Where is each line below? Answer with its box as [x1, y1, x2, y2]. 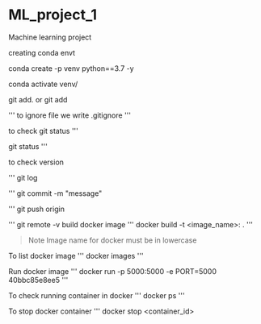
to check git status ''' [8, 126, 79, 135]
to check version [8, 157, 65, 167]
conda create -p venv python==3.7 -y [8, 63, 135, 73]
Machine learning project [8, 32, 92, 42]
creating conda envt [8, 48, 75, 57]
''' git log [8, 172, 38, 182]
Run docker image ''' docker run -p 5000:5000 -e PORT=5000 [8, 266, 217, 276]
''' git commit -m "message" [8, 188, 103, 198]
